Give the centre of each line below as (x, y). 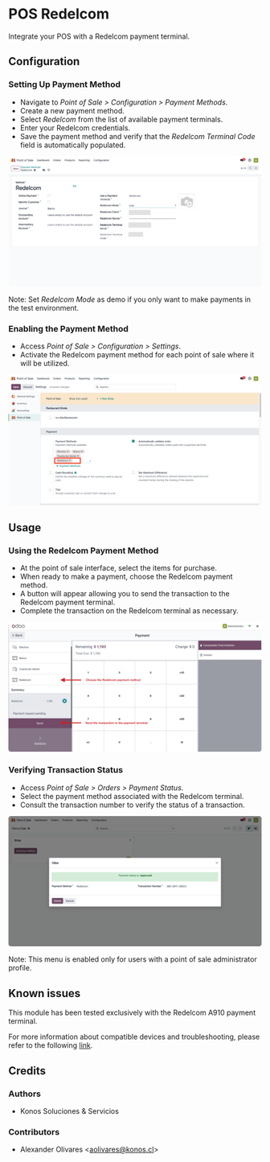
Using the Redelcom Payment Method (84, 550)
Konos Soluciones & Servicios (69, 1110)
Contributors (34, 1131)
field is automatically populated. (73, 145)
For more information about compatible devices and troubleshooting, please (134, 1037)
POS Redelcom (59, 14)
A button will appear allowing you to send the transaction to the (125, 594)
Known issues (45, 993)
